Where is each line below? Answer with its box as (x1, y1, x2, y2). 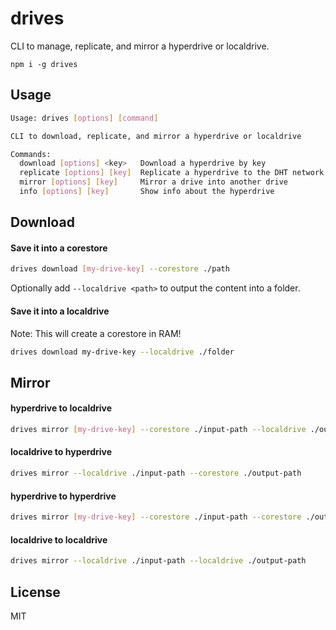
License (10, 583, 61, 601)
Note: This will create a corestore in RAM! (10, 327, 182, 339)
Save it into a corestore (10, 242, 108, 254)
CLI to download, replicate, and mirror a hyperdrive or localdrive (10, 131, 302, 141)
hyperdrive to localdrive (10, 402, 113, 414)
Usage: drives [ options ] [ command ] (10, 113, 159, 123)
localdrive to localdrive (10, 533, 108, 546)
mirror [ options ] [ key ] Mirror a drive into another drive (19, 177, 288, 187)
